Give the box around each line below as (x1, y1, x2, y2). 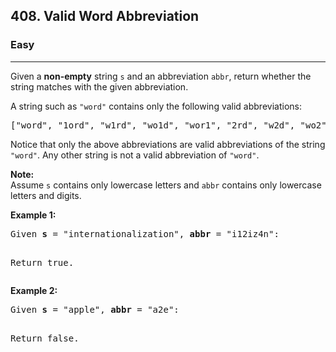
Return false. (10, 332, 80, 344)
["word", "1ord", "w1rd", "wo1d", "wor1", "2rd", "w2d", (10, 119, 296, 131)
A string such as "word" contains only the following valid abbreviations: (10, 100, 302, 112)
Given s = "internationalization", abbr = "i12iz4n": (10, 228, 280, 239)
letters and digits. (10, 189, 82, 201)
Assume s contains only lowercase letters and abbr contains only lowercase (10, 179, 322, 191)
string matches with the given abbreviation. (10, 80, 189, 93)
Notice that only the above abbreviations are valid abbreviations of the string (10, 138, 326, 150)
